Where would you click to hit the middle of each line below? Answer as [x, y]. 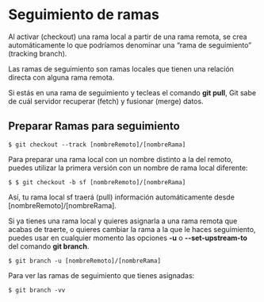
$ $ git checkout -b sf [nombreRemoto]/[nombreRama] [97, 182]
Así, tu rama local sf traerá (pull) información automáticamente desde [122, 197]
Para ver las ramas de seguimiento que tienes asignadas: [101, 275]
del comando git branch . [49, 246]
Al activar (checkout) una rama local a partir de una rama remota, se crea [128, 37]
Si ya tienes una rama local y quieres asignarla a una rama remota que [123, 221]
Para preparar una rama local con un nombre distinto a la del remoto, [121, 159]
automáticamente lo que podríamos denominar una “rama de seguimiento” [130, 45]
